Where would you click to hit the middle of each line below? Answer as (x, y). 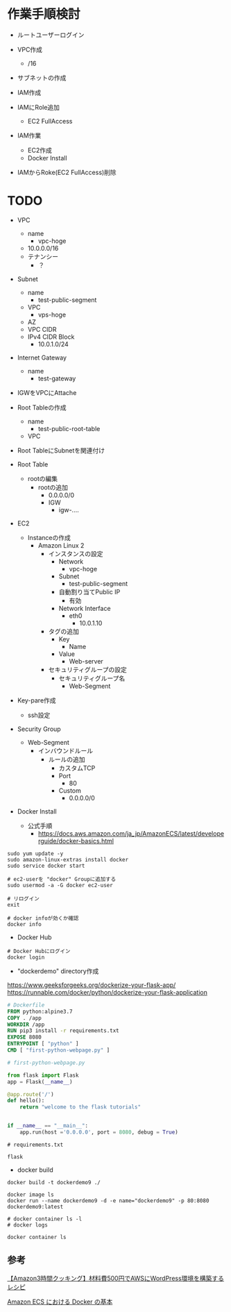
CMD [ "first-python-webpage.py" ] (59, 1050)
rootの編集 (43, 478)
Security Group (39, 729)
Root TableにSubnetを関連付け (61, 450)
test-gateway (57, 378)
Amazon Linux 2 (61, 545)
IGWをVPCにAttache (47, 392)
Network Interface (85, 608)
